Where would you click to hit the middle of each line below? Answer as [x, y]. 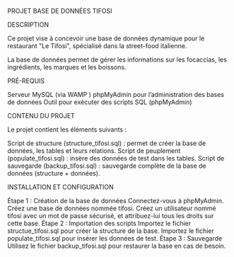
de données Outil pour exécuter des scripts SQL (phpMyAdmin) [100, 102]
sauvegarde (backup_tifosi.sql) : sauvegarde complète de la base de [107, 166]
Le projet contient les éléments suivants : [67, 130]
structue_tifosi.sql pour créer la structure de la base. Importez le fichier [111, 231]
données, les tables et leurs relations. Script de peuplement [94, 151]
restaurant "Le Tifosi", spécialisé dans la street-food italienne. [97, 46]
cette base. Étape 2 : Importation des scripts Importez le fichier [99, 223]
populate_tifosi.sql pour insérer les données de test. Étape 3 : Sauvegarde [115, 238]
